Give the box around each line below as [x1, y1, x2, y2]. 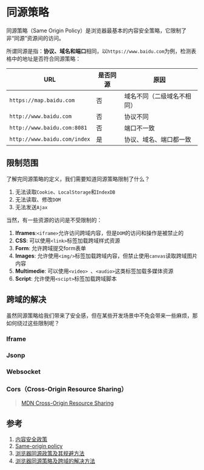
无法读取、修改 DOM [15, 195, 61, 203]
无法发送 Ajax [15, 203, 48, 211]
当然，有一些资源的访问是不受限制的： [6, 216, 102, 223]
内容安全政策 [15, 436, 47, 443]
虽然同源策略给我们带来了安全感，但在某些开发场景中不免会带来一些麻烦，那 [6, 312, 198, 319]
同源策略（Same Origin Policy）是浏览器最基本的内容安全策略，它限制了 [6, 27, 187, 34]
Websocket [6, 368, 41, 376]
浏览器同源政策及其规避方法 [15, 450, 85, 457]
